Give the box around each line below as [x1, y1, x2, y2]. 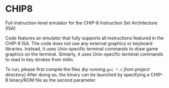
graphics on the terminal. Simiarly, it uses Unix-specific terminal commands [5, 51, 163, 57]
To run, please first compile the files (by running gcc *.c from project [5, 66, 150, 72]
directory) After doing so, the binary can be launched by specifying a [5, 71, 150, 77]
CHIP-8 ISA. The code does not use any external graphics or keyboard [5, 40, 153, 46]
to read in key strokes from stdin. [5, 56, 75, 62]
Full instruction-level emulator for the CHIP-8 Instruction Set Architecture [5, 20, 158, 26]
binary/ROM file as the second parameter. [9, 77, 96, 83]
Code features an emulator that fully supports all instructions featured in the [5, 35, 164, 41]
